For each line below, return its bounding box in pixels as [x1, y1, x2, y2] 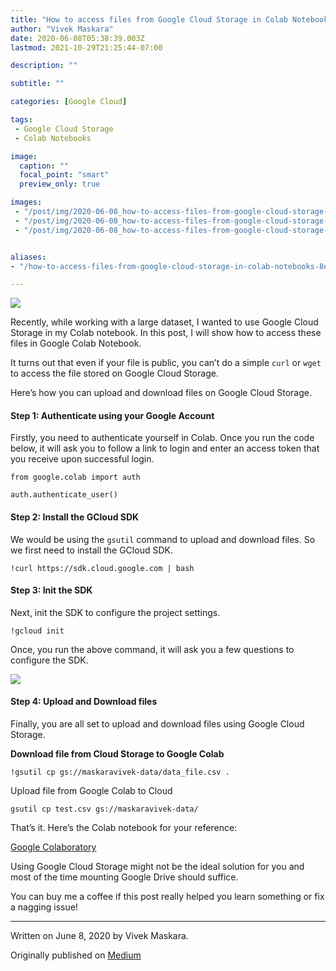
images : [10, 197, 43, 208]
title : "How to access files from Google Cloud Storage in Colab [10, 14, 288, 25]
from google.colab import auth [10, 472, 141, 483]
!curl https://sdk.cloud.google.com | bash [10, 563, 195, 573]
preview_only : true [19, 179, 101, 190]
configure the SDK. [10, 654, 89, 666]
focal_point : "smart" [19, 170, 110, 180]
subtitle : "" [10, 79, 65, 89]
